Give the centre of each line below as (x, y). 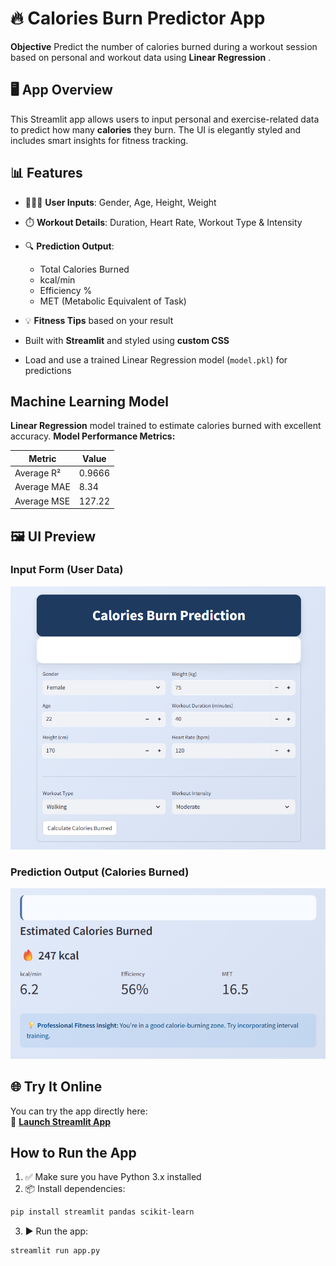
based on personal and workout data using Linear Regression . (141, 57)
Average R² (38, 473)
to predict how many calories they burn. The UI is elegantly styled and (156, 129)
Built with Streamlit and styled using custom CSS (127, 340)
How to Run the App (73, 1153)
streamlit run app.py (55, 1251)
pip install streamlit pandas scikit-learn (102, 1212)
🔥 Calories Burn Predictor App (138, 18)
